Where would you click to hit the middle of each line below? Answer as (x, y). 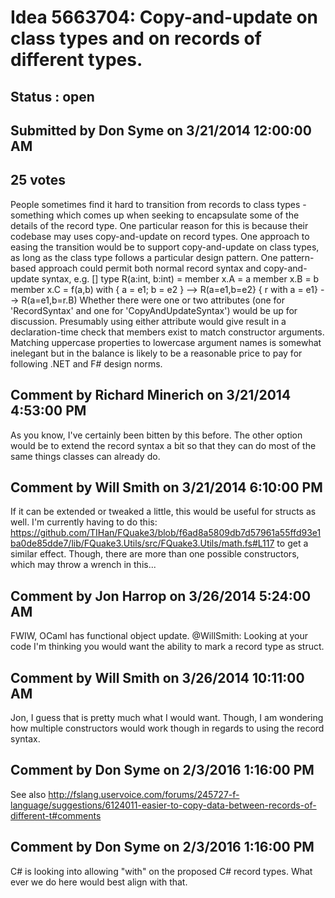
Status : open (52, 96)
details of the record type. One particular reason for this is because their (159, 225)
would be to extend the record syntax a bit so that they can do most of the (163, 445)
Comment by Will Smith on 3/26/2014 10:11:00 (157, 677)
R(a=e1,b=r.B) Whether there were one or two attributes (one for (153, 300)
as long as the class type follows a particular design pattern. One (144, 257)
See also (28, 794)
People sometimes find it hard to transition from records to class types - (158, 204)
